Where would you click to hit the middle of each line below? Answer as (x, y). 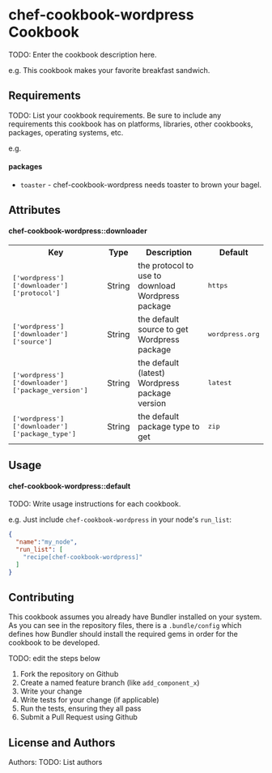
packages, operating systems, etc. (66, 132)
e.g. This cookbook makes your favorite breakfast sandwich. (109, 70)
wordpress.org (234, 334)
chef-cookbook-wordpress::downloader (78, 231)
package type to (168, 426)
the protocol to (166, 265)
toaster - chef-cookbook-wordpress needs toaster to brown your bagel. (140, 185)
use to (149, 275)
